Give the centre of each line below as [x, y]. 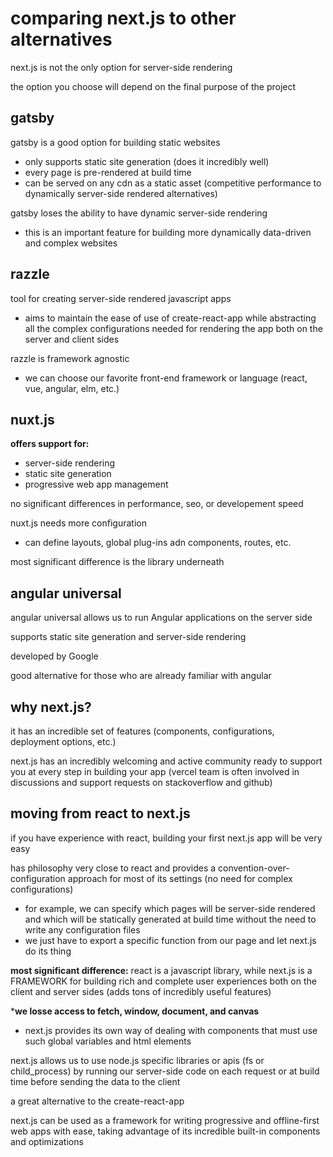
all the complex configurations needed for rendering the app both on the [173, 328]
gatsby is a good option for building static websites [115, 142]
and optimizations [47, 1141]
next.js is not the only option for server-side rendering [121, 67]
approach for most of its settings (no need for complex [180, 878]
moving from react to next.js [100, 813]
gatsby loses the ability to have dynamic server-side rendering [139, 213]
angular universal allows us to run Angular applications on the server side [161, 618]
